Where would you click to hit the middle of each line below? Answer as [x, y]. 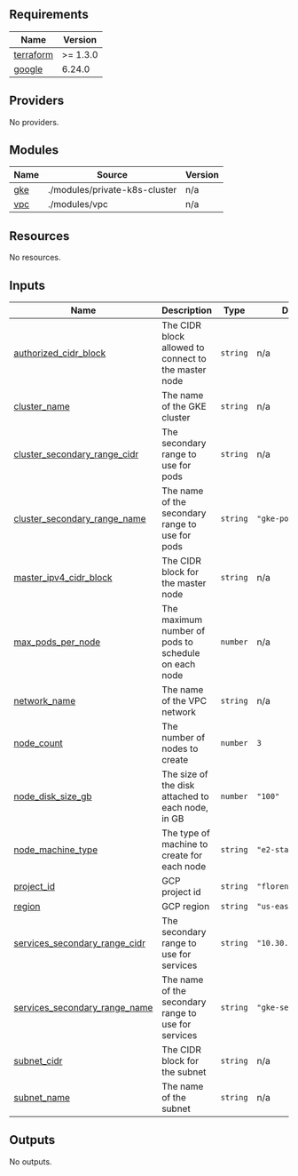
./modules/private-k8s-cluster [112, 190]
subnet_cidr [38, 1061]
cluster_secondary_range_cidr [76, 454]
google [28, 68]
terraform [34, 54]
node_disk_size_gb [53, 796]
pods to [177, 642]
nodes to [180, 748]
